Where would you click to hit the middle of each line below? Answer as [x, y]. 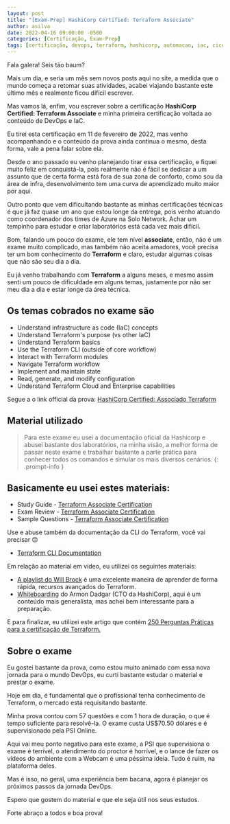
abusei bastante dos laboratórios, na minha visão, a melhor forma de [120, 444]
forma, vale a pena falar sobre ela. [55, 149]
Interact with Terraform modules [62, 356]
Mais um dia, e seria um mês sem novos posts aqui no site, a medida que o [113, 78]
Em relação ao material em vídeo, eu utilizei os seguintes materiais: [102, 566]
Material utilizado [45, 421]
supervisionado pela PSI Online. [52, 731]
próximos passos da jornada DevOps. [60, 786]
